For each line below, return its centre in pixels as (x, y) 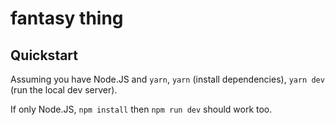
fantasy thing (67, 18)
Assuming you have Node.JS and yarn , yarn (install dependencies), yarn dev (167, 79)
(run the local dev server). (64, 90)
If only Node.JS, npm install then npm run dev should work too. (141, 109)
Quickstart (44, 55)
